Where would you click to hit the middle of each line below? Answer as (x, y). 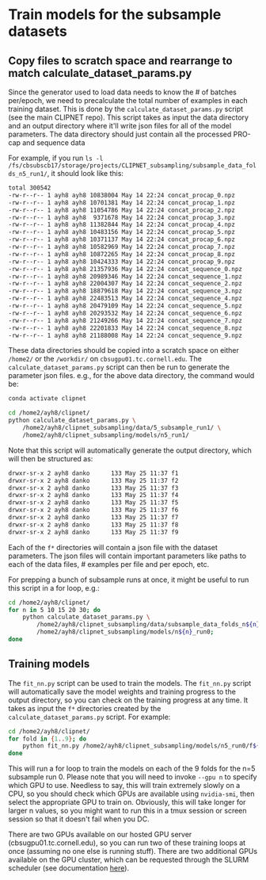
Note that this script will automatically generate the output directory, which (130, 450)
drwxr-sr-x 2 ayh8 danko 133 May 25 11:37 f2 (93, 480)
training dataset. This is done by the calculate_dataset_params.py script (126, 109)
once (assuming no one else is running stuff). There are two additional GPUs (133, 851)
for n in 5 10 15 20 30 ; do (55, 610)
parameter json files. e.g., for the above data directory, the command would (131, 376)
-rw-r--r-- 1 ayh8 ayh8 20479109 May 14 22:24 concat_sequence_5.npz (125, 306)
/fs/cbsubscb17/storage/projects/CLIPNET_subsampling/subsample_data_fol (133, 166)
